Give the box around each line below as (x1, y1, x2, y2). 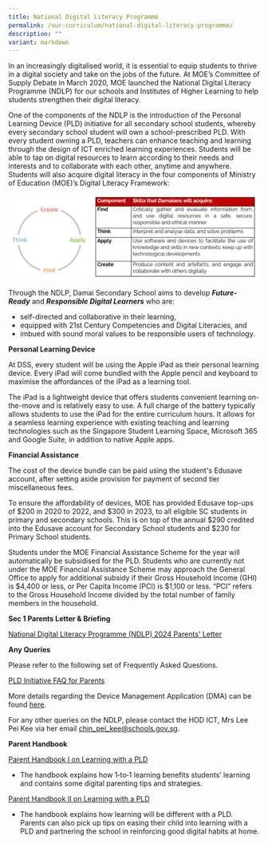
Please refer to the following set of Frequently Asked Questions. (8, 660, 219, 670)
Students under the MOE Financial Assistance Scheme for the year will (8, 547, 241, 557)
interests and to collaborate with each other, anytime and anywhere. (8, 161, 232, 171)
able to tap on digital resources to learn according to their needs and (8, 153, 234, 163)
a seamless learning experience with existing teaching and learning (8, 418, 230, 427)
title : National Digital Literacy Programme (8, 13, 159, 21)
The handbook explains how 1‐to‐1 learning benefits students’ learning (19, 770, 250, 779)
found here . (8, 699, 46, 709)
